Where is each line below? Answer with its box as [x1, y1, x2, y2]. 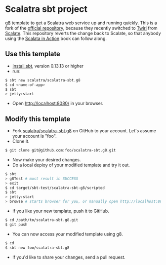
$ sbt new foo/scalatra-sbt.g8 [5, 245, 70, 250]
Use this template [5, 50, 61, 58]
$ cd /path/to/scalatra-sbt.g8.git [5, 218, 79, 223]
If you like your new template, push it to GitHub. [12, 208, 110, 214]
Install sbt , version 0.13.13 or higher [12, 63, 84, 69]
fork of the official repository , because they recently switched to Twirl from [5, 25, 158, 31]
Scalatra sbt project [5, 3, 88, 15]
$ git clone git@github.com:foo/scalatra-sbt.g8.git [5, 148, 116, 153]
